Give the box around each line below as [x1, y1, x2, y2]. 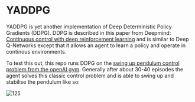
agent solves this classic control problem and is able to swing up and [6, 72, 174, 79]
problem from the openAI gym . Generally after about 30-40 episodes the [6, 65, 184, 73]
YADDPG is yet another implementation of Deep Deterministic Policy [6, 23, 173, 30]
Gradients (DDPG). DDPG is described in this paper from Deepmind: [6, 29, 171, 36]
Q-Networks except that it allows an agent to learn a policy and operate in [6, 42, 186, 49]
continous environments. [6, 48, 67, 55]
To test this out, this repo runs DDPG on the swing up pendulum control [6, 60, 180, 67]
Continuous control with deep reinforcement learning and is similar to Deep [6, 35, 189, 42]
